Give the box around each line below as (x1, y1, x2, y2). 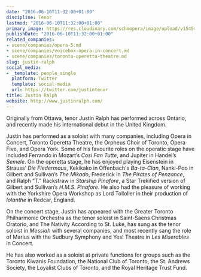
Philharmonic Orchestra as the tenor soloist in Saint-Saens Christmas (6, 214, 176, 221)
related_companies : (6, 37, 55, 43)
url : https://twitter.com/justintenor (11, 87, 109, 93)
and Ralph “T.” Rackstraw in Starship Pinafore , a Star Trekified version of (6, 177, 185, 184)
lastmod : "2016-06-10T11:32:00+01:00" (6, 20, 103, 26)
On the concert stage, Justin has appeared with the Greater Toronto (6, 207, 173, 215)
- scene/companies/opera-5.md (6, 43, 82, 49)
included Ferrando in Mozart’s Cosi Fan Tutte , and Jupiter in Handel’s (6, 151, 176, 159)
